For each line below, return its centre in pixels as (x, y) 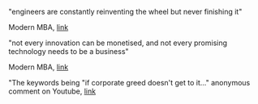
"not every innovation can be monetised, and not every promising (118, 43)
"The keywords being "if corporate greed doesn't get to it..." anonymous (129, 83)
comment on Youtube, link (52, 91)
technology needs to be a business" (69, 51)
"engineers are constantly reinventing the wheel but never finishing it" (125, 12)
